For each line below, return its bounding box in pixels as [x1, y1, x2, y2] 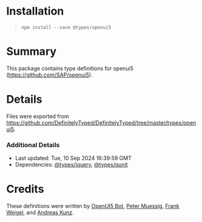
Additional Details [6, 140, 60, 149]
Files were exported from [6, 113, 69, 120]
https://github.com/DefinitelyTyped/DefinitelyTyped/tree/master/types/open [6, 119, 196, 126]
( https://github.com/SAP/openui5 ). [6, 71, 93, 78]
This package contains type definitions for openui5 [6, 64, 134, 72]
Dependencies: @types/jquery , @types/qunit [15, 161, 129, 168]
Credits [6, 182, 44, 196]
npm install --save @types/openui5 [21, 24, 112, 30]
